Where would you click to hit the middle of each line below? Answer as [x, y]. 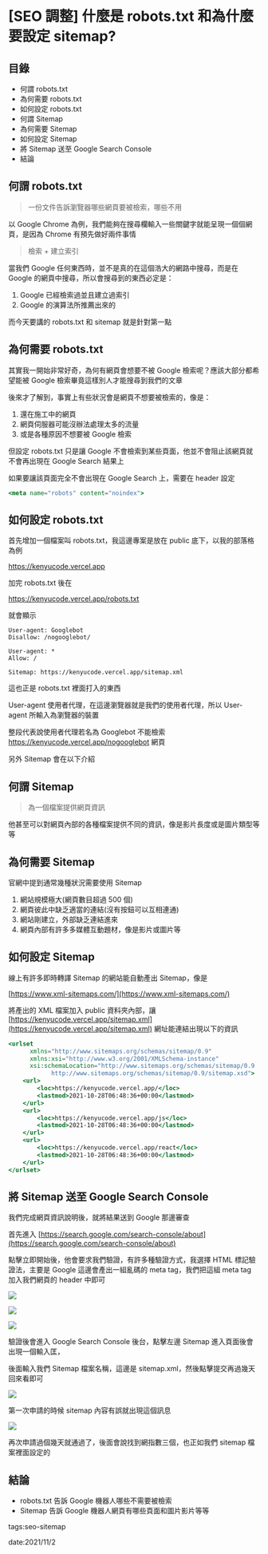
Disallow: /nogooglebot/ [49, 638]
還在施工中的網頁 [48, 414]
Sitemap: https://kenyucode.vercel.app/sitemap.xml [96, 672]
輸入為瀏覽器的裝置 [67, 715]
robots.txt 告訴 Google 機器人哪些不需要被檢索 [96, 1501]
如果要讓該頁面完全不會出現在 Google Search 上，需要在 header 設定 [122, 478]
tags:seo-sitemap [37, 1527]
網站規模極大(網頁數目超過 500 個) [76, 900]
